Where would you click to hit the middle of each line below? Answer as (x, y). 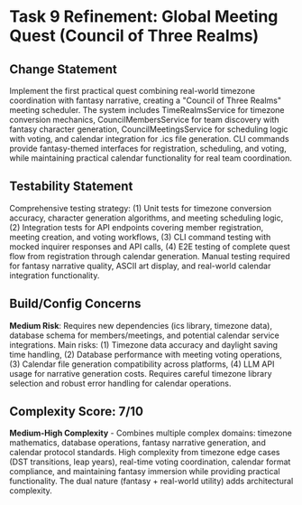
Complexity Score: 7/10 (77, 411)
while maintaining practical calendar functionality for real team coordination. (151, 158)
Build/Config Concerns (75, 304)
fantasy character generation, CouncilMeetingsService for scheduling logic (149, 129)
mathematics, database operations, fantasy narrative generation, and (137, 443)
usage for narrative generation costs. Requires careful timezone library (141, 373)
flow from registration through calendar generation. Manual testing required (150, 256)
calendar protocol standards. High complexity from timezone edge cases (145, 453)
